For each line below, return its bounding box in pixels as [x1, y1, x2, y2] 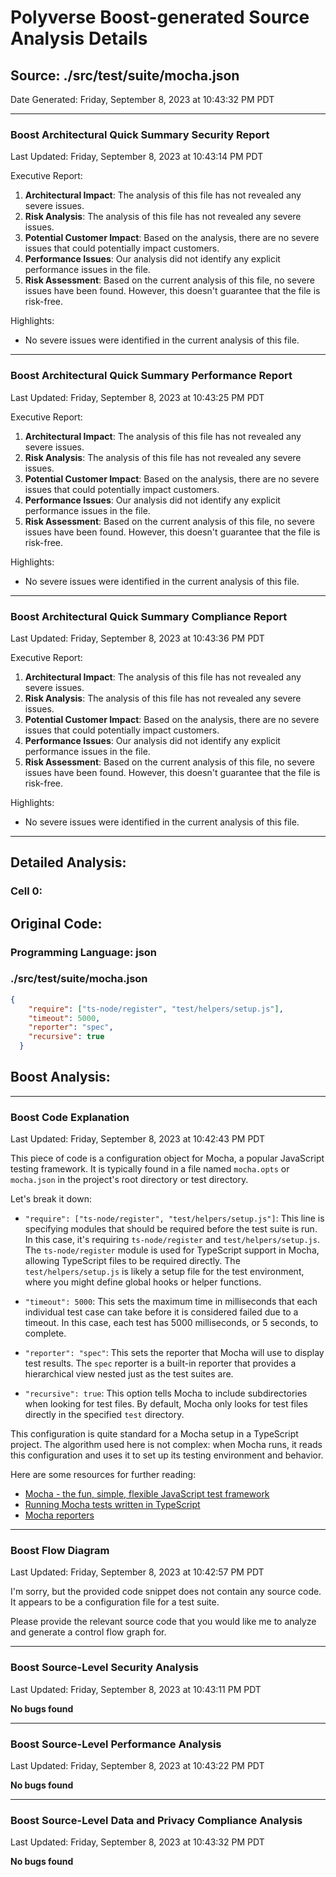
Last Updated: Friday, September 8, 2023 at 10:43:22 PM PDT [10, 1760, 265, 1772]
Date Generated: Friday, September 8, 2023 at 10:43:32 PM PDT [10, 94, 275, 105]
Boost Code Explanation [10, 1110, 130, 1124]
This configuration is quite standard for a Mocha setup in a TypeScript [10, 1428, 299, 1440]
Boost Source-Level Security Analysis [10, 1661, 200, 1675]
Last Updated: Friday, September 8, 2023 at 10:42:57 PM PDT [10, 1566, 265, 1578]
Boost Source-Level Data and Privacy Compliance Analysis [10, 1813, 303, 1827]
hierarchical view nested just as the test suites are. [24, 1368, 234, 1380]
